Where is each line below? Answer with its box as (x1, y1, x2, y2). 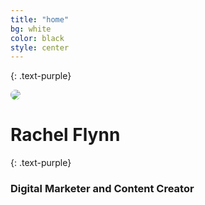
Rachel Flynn (10, 124, 121, 146)
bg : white (10, 24, 52, 34)
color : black (10, 33, 65, 43)
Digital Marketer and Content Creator (10, 182, 195, 196)
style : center (10, 42, 70, 53)
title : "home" (10, 14, 70, 25)
